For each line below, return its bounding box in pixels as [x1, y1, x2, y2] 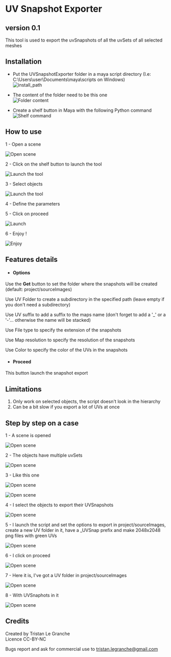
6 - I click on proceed [5, 552, 51, 559]
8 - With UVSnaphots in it [5, 592, 59, 599]
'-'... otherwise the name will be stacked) [5, 317, 91, 323]
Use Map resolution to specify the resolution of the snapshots [5, 337, 135, 343]
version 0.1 [5, 24, 41, 32]
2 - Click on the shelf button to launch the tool [5, 161, 102, 167]
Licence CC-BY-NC [5, 636, 46, 642]
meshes [5, 43, 22, 49]
